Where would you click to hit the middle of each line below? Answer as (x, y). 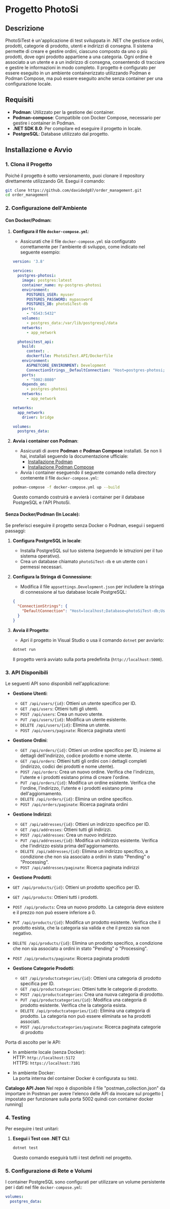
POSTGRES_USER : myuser (50, 294)
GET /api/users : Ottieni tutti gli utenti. (59, 709)
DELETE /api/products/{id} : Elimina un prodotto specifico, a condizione (88, 943)
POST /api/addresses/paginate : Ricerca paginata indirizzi (80, 867)
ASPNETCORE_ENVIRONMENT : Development (66, 365)
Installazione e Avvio (39, 150)
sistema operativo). (40, 556)
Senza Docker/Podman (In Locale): (43, 514)
